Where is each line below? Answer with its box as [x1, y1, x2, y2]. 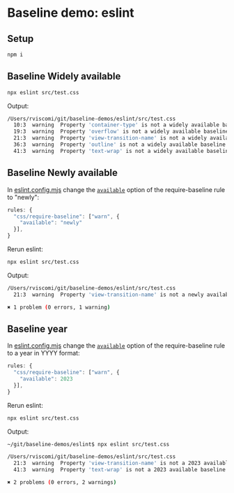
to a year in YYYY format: [7, 349, 80, 358]
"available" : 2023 [19, 376, 73, 383]
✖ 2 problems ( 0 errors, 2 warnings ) [7, 479, 117, 486]
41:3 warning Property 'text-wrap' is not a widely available [13, 147, 204, 154]
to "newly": [7, 193, 40, 201]
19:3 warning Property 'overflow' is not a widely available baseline [13, 128, 229, 135]
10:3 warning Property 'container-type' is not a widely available [13, 122, 219, 128]
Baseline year [7, 323, 68, 334]
